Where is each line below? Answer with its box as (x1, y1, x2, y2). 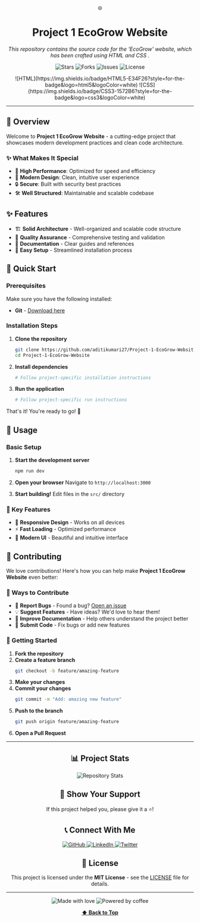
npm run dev (14, 468, 45, 474)
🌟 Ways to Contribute (6, 588, 70, 597)
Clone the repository (14, 335, 67, 342)
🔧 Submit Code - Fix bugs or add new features (14, 621, 130, 628)
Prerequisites (6, 282, 46, 290)
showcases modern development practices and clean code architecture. (6, 139, 184, 146)
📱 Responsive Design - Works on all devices (14, 519, 125, 526)
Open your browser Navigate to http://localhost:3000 (14, 479, 151, 486)
